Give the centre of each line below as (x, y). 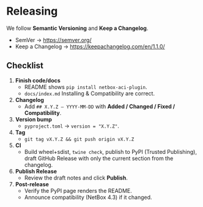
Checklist (25, 66)
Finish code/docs (38, 80)
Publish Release (36, 171)
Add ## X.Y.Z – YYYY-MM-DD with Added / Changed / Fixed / (100, 106)
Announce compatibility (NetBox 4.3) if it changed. (88, 197)
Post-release (32, 184)
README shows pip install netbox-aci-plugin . (86, 87)
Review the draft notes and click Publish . (76, 178)
